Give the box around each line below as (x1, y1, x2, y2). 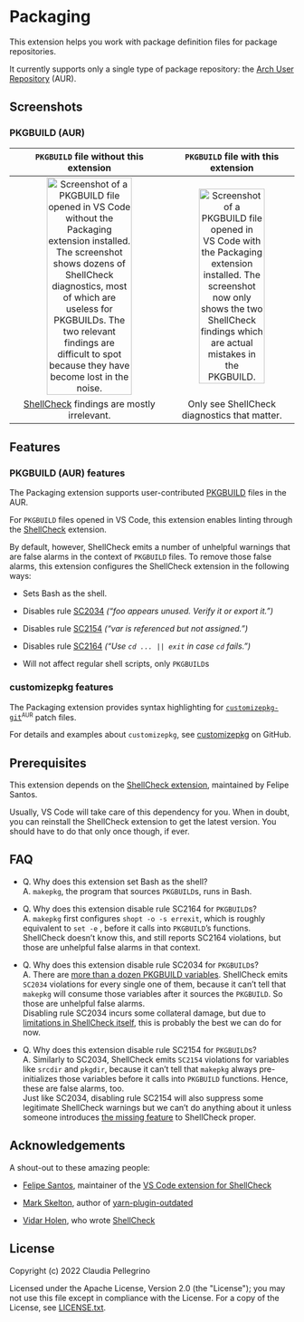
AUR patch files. (21, 711, 77, 722)
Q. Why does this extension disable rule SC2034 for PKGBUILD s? (22, 959, 260, 970)
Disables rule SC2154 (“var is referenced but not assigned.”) (22, 623, 249, 634)
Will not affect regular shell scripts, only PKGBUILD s (22, 659, 210, 670)
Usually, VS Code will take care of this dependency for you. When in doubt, (9, 806, 290, 817)
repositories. (9, 45, 57, 56)
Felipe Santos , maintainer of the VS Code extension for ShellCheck (22, 1180, 272, 1191)
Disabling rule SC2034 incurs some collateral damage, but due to (22, 1008, 267, 1018)
